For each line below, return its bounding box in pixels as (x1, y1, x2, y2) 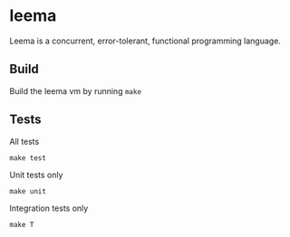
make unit (9, 186, 47, 195)
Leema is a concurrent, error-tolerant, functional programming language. (9, 35, 281, 46)
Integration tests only (9, 203, 89, 213)
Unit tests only (9, 169, 63, 180)
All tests (9, 136, 40, 147)
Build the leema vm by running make (9, 85, 142, 96)
